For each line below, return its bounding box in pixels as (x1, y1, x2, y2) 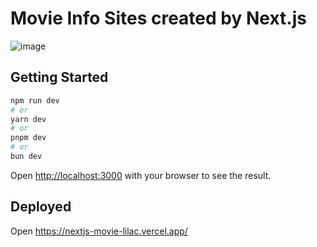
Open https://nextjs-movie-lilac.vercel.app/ (10, 225, 188, 237)
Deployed (10, 198, 72, 216)
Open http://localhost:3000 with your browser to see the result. (10, 169, 272, 181)
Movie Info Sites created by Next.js (10, 7, 307, 30)
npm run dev (10, 95, 60, 106)
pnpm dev (10, 133, 47, 143)
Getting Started (10, 69, 109, 86)
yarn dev (10, 114, 47, 124)
